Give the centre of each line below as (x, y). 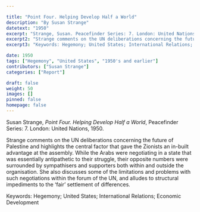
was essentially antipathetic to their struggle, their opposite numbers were (97, 159)
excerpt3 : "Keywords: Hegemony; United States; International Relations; (100, 45)
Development (23, 202)
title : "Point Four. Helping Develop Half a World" (71, 17)
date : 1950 (20, 56)
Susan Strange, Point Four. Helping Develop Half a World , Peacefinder (92, 122)
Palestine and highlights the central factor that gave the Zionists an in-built (98, 146)
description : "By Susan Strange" (48, 22)
